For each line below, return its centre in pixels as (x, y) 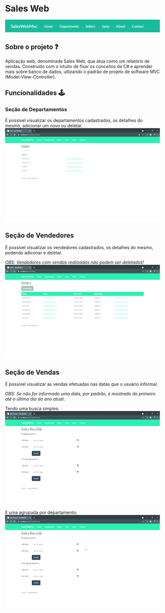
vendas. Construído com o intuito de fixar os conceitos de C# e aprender (79, 67)
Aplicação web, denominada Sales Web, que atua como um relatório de (77, 61)
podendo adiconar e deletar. (34, 253)
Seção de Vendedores (40, 236)
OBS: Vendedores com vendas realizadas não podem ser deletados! (74, 262)
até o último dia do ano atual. (35, 399)
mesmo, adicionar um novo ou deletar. (44, 125)
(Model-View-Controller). (31, 77)
